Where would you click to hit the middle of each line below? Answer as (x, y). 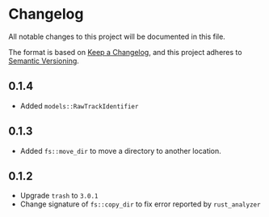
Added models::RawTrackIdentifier (79, 105)
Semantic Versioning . (44, 61)
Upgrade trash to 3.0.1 (59, 196)
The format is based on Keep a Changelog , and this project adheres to (125, 52)
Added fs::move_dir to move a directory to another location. (121, 151)
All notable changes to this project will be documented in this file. (117, 36)
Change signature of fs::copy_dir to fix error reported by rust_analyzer (140, 204)
